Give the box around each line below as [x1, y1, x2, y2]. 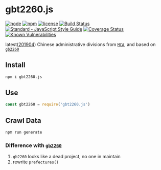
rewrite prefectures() [12, 159, 59, 165]
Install [5, 60, 26, 70]
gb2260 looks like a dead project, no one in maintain [12, 154, 121, 160]
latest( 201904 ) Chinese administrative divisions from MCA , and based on [5, 41, 156, 47]
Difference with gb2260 [5, 142, 62, 149]
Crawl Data [5, 116, 41, 125]
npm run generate [5, 130, 42, 135]
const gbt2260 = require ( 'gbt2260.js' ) [5, 102, 90, 107]
